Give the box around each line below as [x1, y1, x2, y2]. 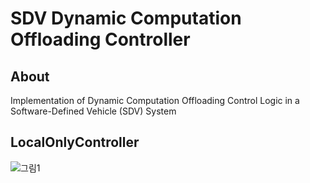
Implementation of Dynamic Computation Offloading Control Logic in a [10, 95, 300, 106]
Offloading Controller [10, 28, 191, 51]
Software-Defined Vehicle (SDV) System [10, 105, 177, 117]
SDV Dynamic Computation [10, 7, 242, 30]
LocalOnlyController [10, 134, 140, 151]
